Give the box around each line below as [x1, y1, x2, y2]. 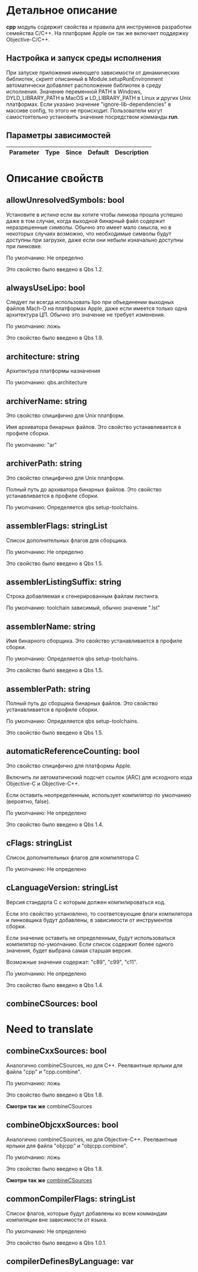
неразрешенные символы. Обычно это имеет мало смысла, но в [6, 224, 171, 231]
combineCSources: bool [6, 998, 98, 1008]
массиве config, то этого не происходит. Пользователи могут [6, 106, 163, 114]
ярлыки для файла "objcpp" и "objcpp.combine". [6, 1142, 128, 1149]
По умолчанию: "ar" [6, 441, 58, 448]
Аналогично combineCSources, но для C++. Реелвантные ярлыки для [6, 1061, 183, 1069]
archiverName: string [6, 396, 87, 406]
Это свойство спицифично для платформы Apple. [6, 762, 132, 769]
